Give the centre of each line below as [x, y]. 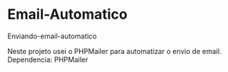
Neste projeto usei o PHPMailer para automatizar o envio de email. [114, 51]
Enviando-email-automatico [52, 36]
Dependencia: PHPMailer [48, 59]
